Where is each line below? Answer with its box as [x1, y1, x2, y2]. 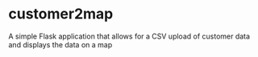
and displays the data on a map [8, 39, 113, 49]
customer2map [8, 5, 114, 23]
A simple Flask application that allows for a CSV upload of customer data [8, 31, 251, 41]
